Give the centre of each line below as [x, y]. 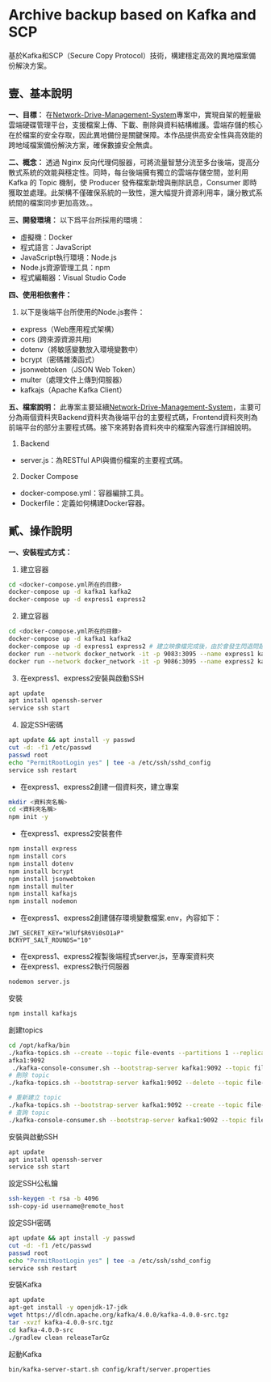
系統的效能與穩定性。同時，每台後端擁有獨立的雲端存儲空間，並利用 [135, 172]
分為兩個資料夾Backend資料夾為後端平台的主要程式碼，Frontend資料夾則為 [133, 417]
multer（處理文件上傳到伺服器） [73, 379]
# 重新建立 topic [35, 1098]
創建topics [26, 1030]
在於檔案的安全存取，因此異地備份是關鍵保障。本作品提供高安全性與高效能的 [135, 134]
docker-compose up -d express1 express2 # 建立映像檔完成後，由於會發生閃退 [130, 646]
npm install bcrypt [41, 871]
